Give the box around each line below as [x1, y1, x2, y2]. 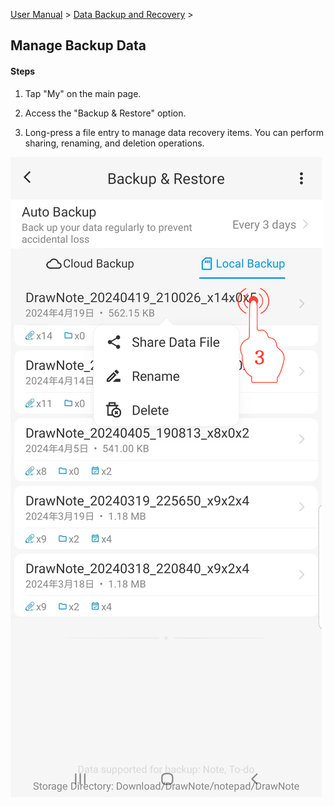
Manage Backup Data [10, 37, 147, 54]
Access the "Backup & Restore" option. [24, 107, 187, 119]
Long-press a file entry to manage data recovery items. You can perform [24, 126, 325, 138]
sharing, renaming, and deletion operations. [24, 137, 205, 149]
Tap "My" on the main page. [24, 87, 142, 99]
